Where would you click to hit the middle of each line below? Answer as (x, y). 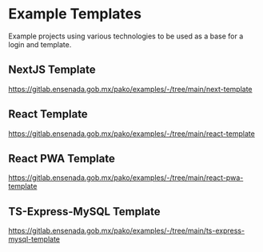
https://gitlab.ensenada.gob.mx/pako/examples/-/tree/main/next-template (130, 89)
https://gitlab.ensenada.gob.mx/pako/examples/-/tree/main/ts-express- (127, 231)
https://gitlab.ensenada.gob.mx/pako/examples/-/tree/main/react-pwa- (126, 178)
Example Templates (75, 14)
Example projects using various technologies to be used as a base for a (126, 36)
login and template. (40, 44)
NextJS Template (52, 70)
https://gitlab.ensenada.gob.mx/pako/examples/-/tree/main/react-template (132, 134)
